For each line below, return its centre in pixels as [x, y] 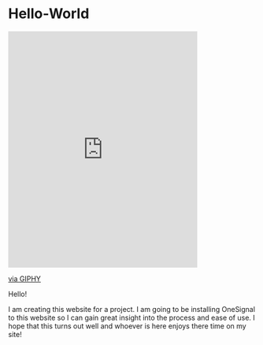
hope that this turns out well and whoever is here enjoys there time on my [127, 326]
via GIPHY [25, 278]
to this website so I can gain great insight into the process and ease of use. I [132, 317]
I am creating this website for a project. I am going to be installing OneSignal [132, 309]
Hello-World [49, 14]
